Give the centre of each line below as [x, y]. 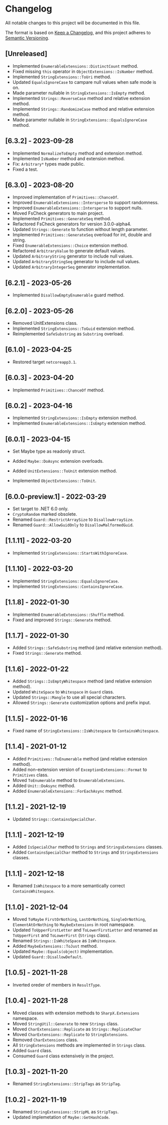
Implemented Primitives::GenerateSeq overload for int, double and [82, 235]
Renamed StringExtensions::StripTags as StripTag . [67, 1084]
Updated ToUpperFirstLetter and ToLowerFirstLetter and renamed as [85, 930]
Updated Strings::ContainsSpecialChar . [54, 819]
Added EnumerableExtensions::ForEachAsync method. [67, 791]
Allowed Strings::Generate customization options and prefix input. [81, 703]
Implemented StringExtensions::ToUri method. [62, 77]
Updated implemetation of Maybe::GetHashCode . [61, 1117]
